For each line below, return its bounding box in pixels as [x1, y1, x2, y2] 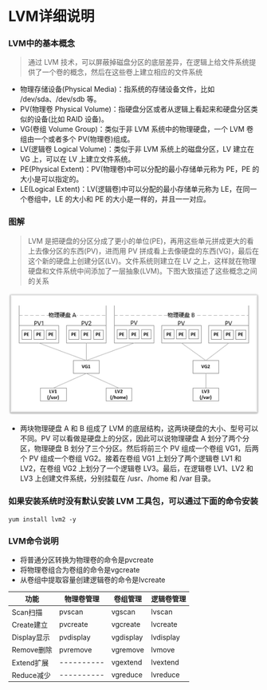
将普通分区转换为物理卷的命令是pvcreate [19, 555, 154, 564]
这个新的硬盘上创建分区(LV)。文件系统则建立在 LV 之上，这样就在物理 [27, 256, 257, 265]
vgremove [111, 644, 145, 654]
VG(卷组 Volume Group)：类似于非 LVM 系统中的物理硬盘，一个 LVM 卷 [19, 125, 253, 134]
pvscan [59, 607, 84, 616]
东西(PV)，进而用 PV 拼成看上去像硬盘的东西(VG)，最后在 [69, 245, 259, 256]
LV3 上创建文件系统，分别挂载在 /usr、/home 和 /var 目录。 [19, 473, 215, 484]
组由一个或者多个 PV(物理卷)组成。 [19, 134, 135, 144]
